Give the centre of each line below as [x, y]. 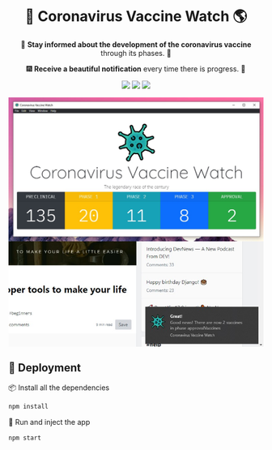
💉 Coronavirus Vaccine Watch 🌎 [136, 17]
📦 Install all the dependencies [59, 388]
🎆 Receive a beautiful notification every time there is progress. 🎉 [136, 69]
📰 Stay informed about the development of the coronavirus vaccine [136, 44]
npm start [25, 438]
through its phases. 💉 [136, 53]
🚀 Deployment [45, 368]
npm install [28, 407]
